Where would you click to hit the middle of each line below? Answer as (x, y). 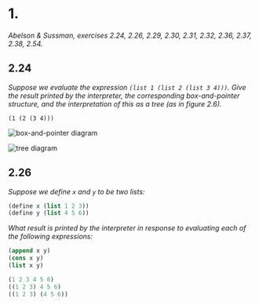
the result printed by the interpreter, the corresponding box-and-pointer (124, 96)
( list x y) (26, 266)
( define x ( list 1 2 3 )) (49, 206)
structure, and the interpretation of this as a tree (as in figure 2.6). (115, 103)
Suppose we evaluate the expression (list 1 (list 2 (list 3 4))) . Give (127, 87)
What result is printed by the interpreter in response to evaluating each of (127, 228)
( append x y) (29, 251)
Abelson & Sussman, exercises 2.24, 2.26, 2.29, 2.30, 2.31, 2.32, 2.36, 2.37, (130, 35)
